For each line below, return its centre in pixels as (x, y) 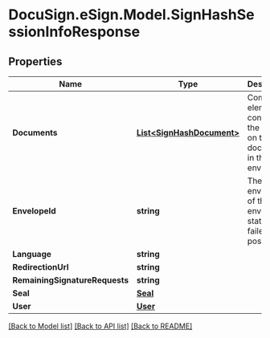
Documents (35, 132)
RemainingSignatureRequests (71, 280)
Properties (35, 61)
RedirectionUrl (41, 267)
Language (32, 254)
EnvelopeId (34, 211)
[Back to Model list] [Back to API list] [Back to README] (100, 326)
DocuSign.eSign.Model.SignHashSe (131, 15)
